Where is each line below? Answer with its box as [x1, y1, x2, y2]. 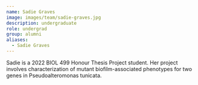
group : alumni [6, 31, 42, 37]
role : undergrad [6, 25, 47, 32]
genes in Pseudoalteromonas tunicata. [6, 72, 102, 79]
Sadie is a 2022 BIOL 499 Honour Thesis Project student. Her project [6, 58, 178, 66]
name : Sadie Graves [6, 8, 56, 15]
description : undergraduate [6, 20, 77, 26]
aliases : [6, 37, 28, 43]
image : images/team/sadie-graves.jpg [6, 14, 101, 20]
